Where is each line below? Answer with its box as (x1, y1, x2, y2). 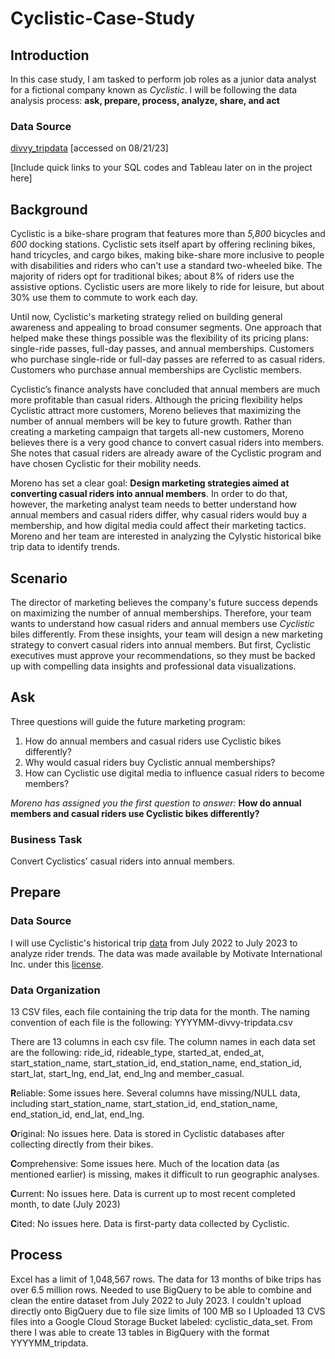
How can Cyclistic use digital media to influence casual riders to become (24, 767, 325, 779)
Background (10, 201, 88, 218)
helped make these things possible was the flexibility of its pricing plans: (10, 332, 310, 344)
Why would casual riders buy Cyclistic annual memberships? (24, 756, 276, 768)
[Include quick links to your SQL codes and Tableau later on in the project (10, 162, 313, 174)
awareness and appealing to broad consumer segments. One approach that (10, 322, 322, 334)
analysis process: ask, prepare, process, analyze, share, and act (10, 95, 280, 106)
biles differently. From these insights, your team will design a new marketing (10, 628, 323, 640)
